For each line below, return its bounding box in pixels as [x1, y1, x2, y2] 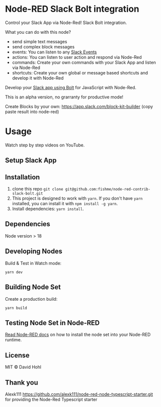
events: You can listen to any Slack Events [12, 49, 97, 55]
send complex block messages [12, 44, 75, 49]
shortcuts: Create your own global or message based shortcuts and [12, 70, 148, 75]
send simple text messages [12, 38, 67, 45]
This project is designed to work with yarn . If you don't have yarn [12, 195, 143, 201]
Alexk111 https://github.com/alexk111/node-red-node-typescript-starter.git [5, 391, 153, 397]
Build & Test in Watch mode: [5, 260, 62, 266]
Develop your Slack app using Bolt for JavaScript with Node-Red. [5, 84, 137, 90]
